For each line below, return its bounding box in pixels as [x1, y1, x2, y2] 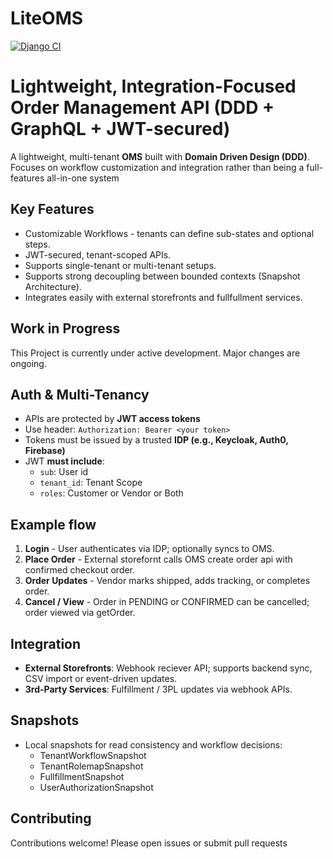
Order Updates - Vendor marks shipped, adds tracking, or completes [24, 575, 311, 587]
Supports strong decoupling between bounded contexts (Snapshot [24, 270, 301, 282]
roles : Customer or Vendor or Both [39, 487, 184, 499]
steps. [24, 238, 51, 250]
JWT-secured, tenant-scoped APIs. [24, 248, 172, 261]
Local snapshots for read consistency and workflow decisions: [24, 738, 283, 751]
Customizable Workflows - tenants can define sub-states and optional [24, 227, 315, 239]
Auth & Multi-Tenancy [10, 386, 150, 403]
